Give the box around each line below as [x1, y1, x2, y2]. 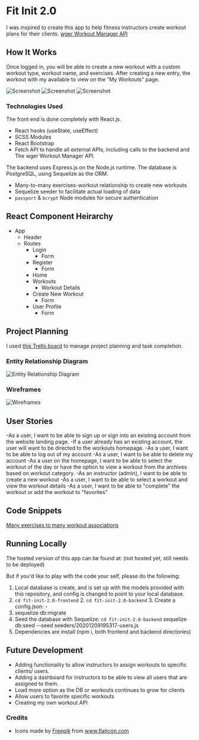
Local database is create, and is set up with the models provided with [14, 584, 184, 591]
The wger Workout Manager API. [14, 153, 95, 160]
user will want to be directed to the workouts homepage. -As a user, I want [6, 444, 188, 452]
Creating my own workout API [14, 699, 88, 706]
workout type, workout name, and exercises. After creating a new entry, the [6, 69, 191, 77]
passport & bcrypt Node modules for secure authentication [14, 194, 159, 201]
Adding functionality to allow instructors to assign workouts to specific [14, 661, 187, 668]
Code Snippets [6, 506, 62, 516]
